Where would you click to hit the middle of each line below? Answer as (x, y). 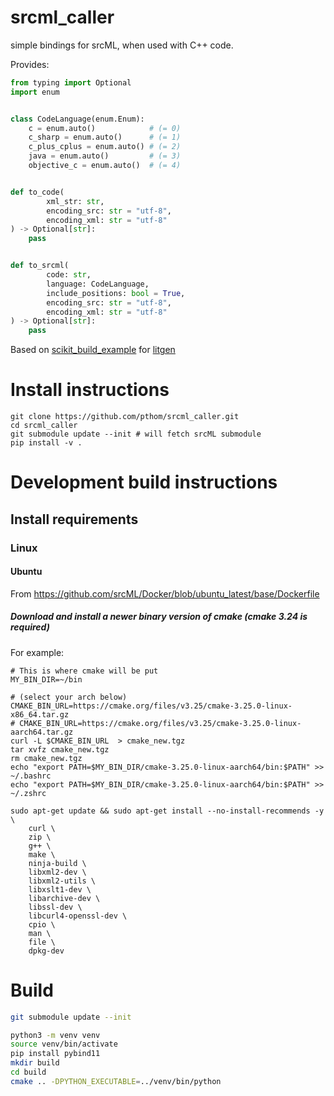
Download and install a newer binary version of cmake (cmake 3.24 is (159, 617)
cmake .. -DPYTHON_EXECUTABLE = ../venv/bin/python (116, 1081)
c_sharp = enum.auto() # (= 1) (105, 137)
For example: (37, 652)
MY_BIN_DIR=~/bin (46, 679)
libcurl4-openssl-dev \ (78, 916)
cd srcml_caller (44, 426)
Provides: (30, 64)
